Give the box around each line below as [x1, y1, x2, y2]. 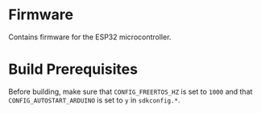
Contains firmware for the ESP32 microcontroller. [8, 32, 172, 42]
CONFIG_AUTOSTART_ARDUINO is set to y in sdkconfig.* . [8, 95, 180, 105]
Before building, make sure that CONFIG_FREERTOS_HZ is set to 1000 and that [8, 87, 253, 96]
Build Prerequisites [8, 60, 139, 79]
